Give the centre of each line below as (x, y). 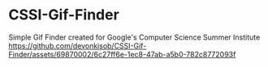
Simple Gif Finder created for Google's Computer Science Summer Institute (134, 37)
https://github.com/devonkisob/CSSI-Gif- (78, 45)
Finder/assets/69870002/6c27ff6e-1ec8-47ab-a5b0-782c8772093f (122, 54)
